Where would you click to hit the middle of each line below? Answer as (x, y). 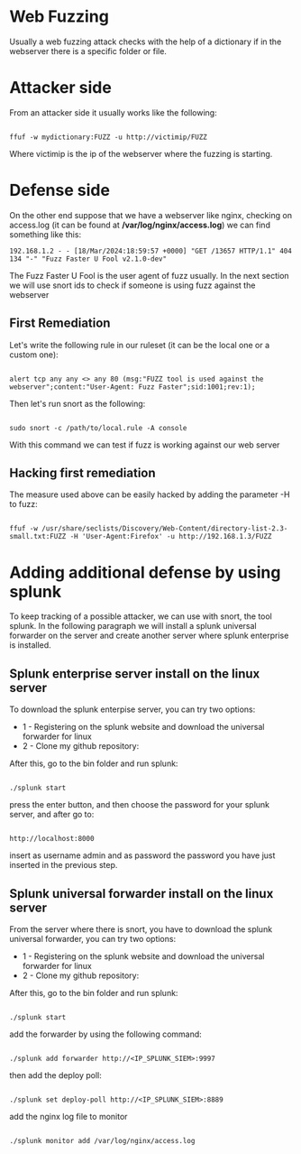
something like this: (46, 234)
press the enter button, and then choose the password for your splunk (140, 805)
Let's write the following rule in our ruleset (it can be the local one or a (140, 345)
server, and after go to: (52, 815)
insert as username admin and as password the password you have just (142, 855)
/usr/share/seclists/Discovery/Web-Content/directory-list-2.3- (165, 529)
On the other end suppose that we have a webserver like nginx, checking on (151, 215)
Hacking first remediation (82, 473)
